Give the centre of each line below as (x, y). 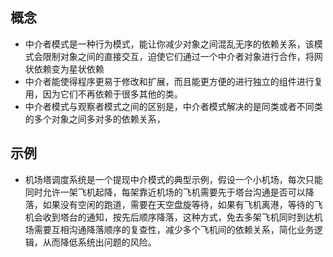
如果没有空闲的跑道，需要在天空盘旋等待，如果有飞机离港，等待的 (178, 204)
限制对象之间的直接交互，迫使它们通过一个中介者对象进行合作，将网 (182, 56)
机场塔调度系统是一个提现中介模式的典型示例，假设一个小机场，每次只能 (173, 179)
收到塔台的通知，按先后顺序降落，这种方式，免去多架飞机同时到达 (178, 217)
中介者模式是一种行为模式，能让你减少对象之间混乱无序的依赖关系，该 (169, 44)
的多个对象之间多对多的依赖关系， (95, 119)
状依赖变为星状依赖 (64, 69)
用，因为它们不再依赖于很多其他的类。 (103, 94)
